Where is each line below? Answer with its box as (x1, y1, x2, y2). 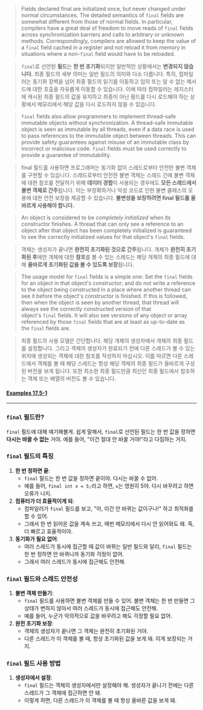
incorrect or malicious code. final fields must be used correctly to (21, 145, 187, 152)
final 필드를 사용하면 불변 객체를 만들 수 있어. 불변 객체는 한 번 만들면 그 (24, 597, 195, 605)
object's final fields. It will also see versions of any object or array (21, 312, 187, 319)
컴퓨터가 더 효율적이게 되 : (14, 497, 74, 504)
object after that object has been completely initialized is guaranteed (21, 227, 192, 234)
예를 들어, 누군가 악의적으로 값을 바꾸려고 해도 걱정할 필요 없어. (24, 612, 172, 620)
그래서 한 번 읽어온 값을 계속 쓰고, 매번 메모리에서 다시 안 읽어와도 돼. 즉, (24, 520, 195, 527)
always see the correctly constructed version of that (21, 306, 152, 312)
